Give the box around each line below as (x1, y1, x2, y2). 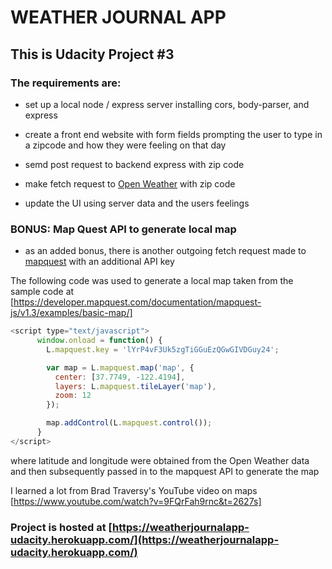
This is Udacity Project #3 (10, 46, 175, 63)
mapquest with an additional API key (24, 256, 175, 268)
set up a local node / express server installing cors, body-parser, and (24, 98, 310, 110)
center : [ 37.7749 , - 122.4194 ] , (54, 372, 186, 382)
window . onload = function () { (36, 336, 163, 346)
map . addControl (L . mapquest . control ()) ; (46, 418, 213, 428)
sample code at (10, 286, 75, 298)
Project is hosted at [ (10, 520, 113, 534)
